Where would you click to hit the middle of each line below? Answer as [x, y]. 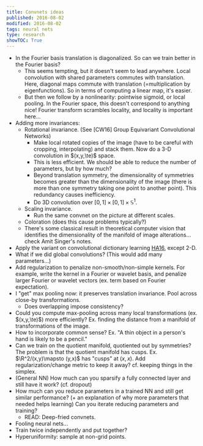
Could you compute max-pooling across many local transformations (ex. [106, 312]
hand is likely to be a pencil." [51, 339]
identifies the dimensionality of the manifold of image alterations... [108, 235]
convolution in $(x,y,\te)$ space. [74, 156]
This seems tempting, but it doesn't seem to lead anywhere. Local [107, 71]
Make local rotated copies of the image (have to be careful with [113, 142]
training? [26, 410]
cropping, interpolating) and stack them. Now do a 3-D [102, 149]
